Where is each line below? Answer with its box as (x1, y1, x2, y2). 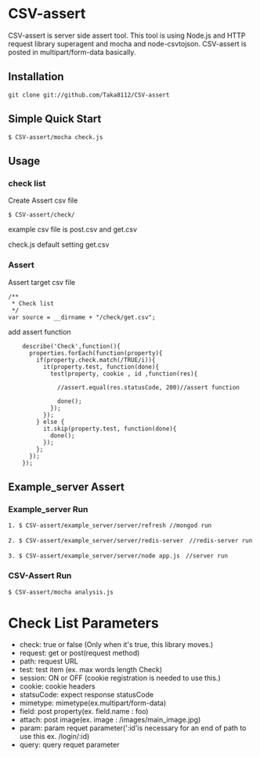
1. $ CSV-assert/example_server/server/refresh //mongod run (8, 521, 212, 530)
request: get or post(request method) (19, 649, 140, 658)
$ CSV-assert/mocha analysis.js (8, 588, 114, 596)
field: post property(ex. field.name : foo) (19, 707, 149, 716)
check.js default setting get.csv (8, 240, 110, 250)
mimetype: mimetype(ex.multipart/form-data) (19, 698, 167, 708)
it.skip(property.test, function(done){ (42, 425, 177, 433)
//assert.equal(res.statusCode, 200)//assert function (57, 383, 240, 391)
